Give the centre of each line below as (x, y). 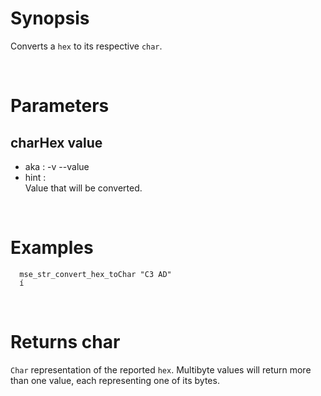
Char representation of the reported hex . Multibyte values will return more (161, 369)
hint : (35, 177)
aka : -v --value (57, 166)
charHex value (56, 142)
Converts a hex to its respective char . (86, 46)
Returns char (65, 342)
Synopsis (50, 18)
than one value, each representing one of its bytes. (115, 380)
